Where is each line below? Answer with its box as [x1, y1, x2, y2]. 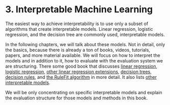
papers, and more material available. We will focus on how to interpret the [5, 52, 160, 58]
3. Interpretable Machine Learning [5, 4, 153, 15]
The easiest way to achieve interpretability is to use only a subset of [5, 20, 149, 27]
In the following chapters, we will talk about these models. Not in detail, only [5, 41, 165, 47]
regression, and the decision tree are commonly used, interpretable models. [5, 31, 165, 37]
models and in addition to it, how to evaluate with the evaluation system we [5, 57, 163, 64]
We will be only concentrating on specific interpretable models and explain [5, 89, 162, 95]
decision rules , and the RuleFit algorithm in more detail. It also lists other [5, 74, 157, 80]
